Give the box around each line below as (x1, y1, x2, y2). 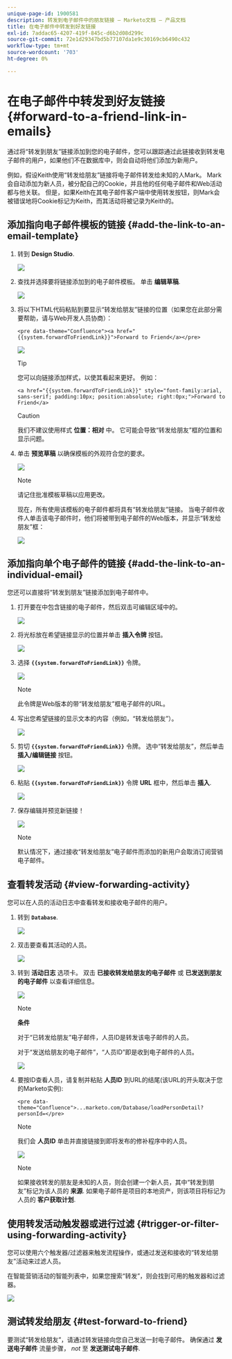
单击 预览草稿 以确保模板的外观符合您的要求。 (17, 449, 149, 457)
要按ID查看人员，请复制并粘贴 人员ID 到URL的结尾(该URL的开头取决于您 (17, 1076, 223, 1084)
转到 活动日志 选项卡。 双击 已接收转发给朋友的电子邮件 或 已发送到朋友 (17, 969, 222, 977)
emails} (7, 123, 52, 139)
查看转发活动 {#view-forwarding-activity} (7, 879, 190, 890)
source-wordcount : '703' (7, 49, 79, 56)
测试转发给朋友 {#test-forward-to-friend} (7, 1316, 188, 1328)
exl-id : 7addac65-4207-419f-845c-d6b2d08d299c (7, 29, 144, 37)
